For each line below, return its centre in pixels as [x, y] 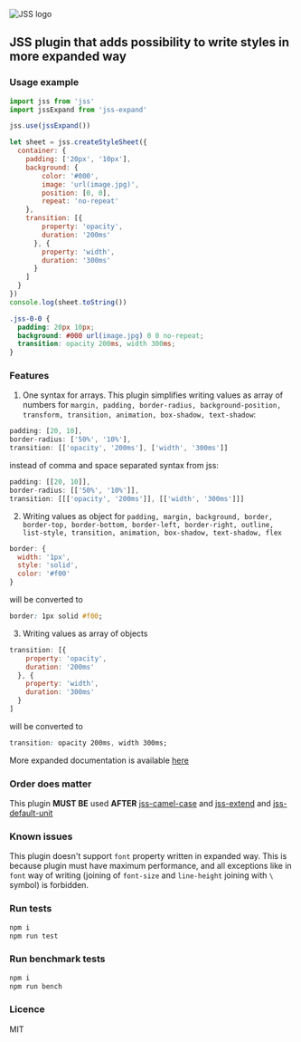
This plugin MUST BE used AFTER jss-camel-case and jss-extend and [140, 804]
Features [29, 376]
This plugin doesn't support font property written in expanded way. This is [148, 856]
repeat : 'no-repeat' [80, 201]
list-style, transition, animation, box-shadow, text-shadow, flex [152, 533]
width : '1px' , [44, 557]
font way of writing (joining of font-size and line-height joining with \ [141, 875]
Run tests [31, 909]
